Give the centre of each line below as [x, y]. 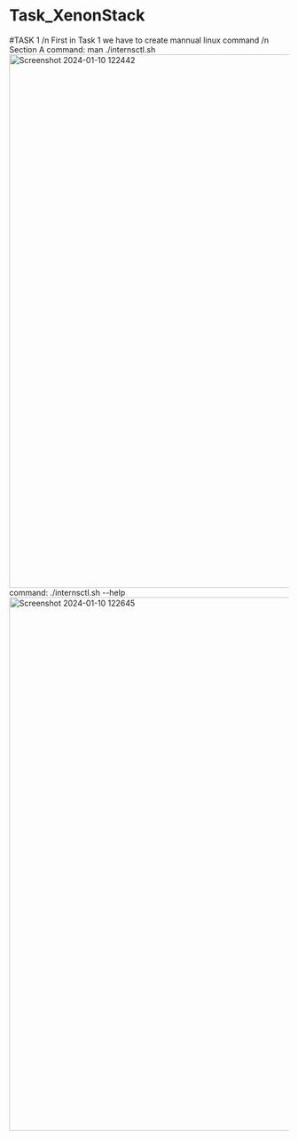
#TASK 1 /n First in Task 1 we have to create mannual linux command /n [139, 40]
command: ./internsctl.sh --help [67, 592]
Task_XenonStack [77, 16]
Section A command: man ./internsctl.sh [82, 49]
